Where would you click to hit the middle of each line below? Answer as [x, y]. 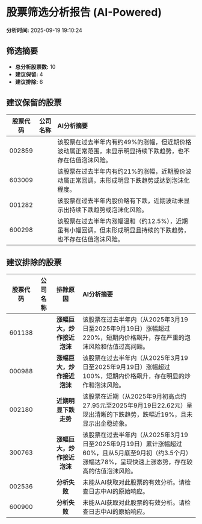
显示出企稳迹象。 [107, 424]
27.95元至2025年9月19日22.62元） [135, 406]
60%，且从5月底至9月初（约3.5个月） [137, 453]
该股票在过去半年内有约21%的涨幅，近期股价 [121, 171]
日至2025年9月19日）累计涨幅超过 [132, 444]
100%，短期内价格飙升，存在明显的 [133, 376]
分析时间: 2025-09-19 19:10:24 [44, 30]
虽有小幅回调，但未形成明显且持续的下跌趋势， [123, 230]
